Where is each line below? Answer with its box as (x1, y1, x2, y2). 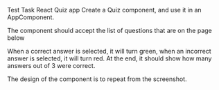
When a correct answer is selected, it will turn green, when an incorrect (7, 47, 211, 55)
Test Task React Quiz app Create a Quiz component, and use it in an (7, 6, 202, 14)
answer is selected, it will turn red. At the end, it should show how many (7, 54, 212, 63)
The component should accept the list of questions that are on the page (7, 27, 213, 34)
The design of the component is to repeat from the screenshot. (7, 75, 187, 83)
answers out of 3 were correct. (7, 62, 96, 69)
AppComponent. (7, 13, 54, 21)
